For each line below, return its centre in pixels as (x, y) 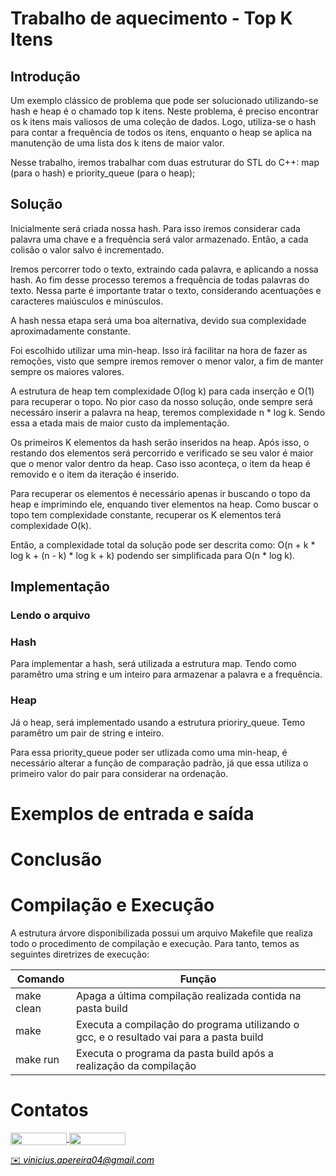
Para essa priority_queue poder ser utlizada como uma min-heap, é (149, 752)
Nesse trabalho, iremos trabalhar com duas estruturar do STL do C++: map (165, 162)
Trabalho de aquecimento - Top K (151, 18)
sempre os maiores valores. (67, 371)
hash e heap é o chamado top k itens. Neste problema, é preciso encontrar (164, 111)
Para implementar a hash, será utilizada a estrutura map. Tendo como (153, 664)
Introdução (45, 76)
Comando (40, 979)
